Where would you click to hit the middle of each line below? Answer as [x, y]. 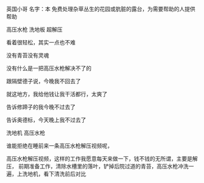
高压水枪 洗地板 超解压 [34, 29]
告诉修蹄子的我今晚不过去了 [41, 107]
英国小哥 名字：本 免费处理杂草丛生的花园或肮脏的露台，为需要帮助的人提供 [101, 9]
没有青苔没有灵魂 [28, 55]
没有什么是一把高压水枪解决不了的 [49, 68]
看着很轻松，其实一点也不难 [41, 42]
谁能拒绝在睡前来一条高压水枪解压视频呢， [59, 146]
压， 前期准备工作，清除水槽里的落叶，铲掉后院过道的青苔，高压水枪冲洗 [97, 166]
